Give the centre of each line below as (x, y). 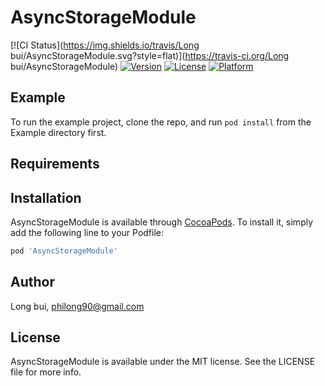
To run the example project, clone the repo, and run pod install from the (161, 122)
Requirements (55, 164)
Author (32, 282)
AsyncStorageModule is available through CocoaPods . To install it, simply (162, 222)
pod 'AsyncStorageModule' (64, 251)
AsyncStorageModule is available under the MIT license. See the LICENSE (163, 362)
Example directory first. (58, 132)
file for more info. (46, 372)
